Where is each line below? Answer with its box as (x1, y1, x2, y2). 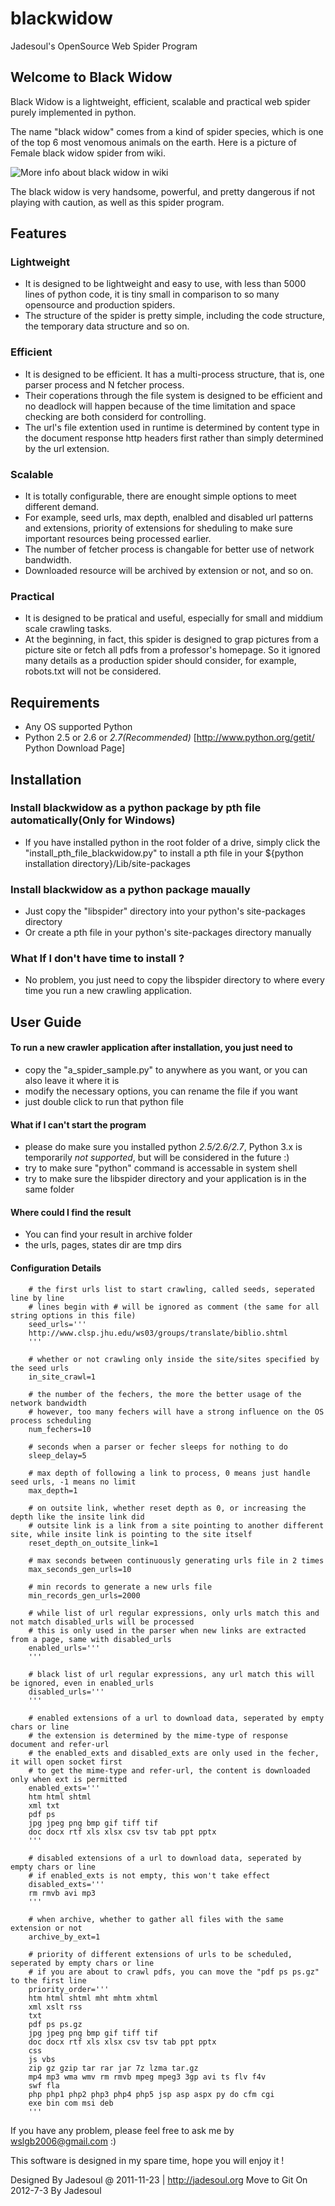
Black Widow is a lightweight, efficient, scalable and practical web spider (10, 95, 311, 107)
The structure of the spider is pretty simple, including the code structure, (24, 310, 326, 322)
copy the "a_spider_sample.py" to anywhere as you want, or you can (24, 1064, 308, 1076)
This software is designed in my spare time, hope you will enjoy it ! (10, 2154, 285, 2166)
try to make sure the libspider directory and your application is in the (24, 1173, 307, 1185)
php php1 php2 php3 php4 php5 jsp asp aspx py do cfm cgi (28, 2089, 275, 2099)
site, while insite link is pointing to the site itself (10, 1529, 253, 1539)
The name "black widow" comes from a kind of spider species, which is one (10, 125, 324, 137)
